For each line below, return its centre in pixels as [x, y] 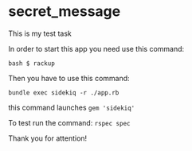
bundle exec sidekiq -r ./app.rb [64, 93]
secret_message [65, 12]
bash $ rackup [32, 63]
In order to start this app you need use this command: [96, 48]
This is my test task [40, 33]
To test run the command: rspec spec [69, 122]
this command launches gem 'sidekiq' [72, 107]
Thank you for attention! [48, 138]
